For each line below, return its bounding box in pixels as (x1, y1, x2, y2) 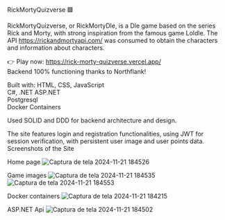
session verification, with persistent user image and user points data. (7, 137, 205, 145)
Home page (7, 158, 41, 166)
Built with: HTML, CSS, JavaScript (7, 81, 104, 89)
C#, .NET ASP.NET (7, 89, 61, 96)
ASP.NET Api (7, 205, 44, 213)
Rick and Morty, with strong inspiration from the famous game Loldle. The (7, 29, 218, 37)
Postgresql (7, 95, 38, 104)
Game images (7, 172, 47, 179)
